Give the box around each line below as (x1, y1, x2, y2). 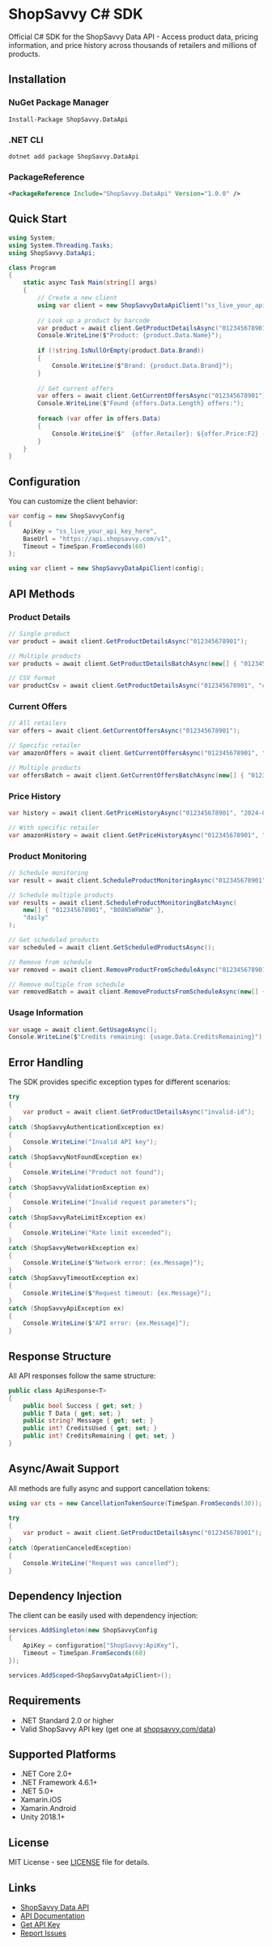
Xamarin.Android (19, 1804, 77, 1814)
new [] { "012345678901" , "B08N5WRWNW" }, (23, 906, 164, 915)
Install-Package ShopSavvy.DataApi (8, 115, 129, 123)
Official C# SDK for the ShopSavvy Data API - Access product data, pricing (8, 32, 259, 41)
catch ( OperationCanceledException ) (8, 1544, 132, 1552)
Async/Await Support (8, 1462, 120, 1476)
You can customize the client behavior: (8, 496, 138, 506)
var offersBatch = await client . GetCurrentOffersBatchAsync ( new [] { (8, 771, 244, 780)
